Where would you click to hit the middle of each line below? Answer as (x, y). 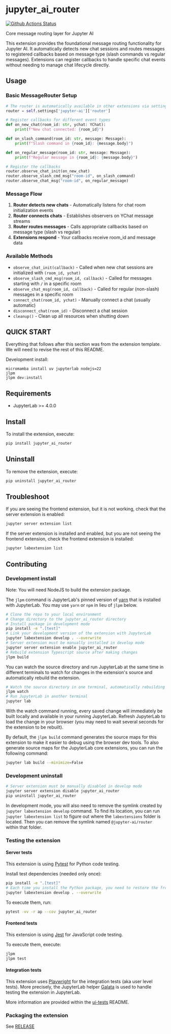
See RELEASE (20, 1026)
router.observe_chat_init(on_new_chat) (48, 171)
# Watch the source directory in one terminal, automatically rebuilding (85, 687)
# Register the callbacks (33, 167)
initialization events (33, 211)
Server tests (19, 852)
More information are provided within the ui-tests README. (67, 1002)
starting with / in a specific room (47, 283)
